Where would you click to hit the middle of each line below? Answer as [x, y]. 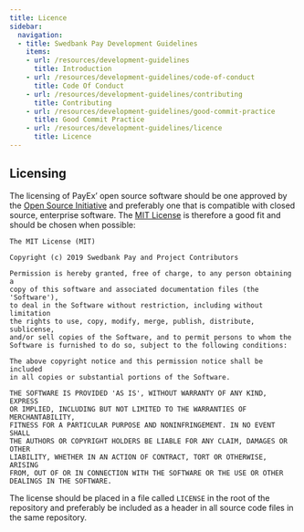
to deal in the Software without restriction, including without [136, 305]
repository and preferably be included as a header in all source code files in [152, 507]
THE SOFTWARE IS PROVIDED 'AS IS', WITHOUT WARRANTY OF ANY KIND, [138, 393]
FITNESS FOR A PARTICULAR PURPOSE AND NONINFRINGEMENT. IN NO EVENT [142, 425]
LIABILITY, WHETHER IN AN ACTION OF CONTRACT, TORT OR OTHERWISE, [138, 457]
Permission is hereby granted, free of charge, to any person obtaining [151, 273]
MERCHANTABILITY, [42, 417]
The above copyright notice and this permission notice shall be [136, 361]
